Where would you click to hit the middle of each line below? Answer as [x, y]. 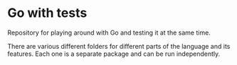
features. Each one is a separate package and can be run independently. [114, 54]
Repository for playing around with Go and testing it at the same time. [109, 32]
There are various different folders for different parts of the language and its [119, 46]
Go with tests [47, 13]
